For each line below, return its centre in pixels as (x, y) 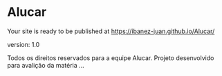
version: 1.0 (24, 44)
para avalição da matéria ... (46, 65)
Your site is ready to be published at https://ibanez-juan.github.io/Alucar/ (111, 31)
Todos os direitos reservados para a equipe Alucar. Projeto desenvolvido (111, 58)
